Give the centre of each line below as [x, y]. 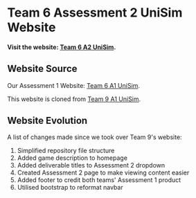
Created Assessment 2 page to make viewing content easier [103, 173]
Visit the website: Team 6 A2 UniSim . [62, 47]
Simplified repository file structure [66, 151]
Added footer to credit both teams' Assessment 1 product [99, 180]
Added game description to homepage [72, 158]
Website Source [42, 69]
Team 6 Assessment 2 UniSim [95, 13]
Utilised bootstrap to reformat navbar [70, 188]
